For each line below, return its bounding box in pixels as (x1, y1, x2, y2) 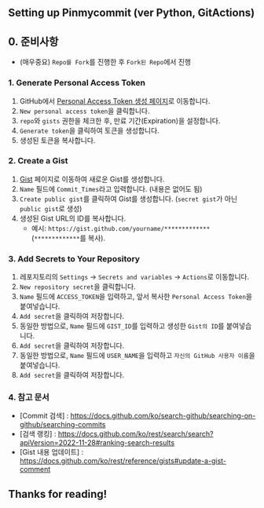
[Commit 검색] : (19, 411, 69, 421)
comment (19, 465, 51, 474)
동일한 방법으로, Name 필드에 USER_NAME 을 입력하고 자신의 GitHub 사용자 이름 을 (19, 351, 255, 360)
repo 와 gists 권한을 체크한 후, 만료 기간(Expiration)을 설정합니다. (19, 115, 221, 125)
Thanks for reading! (8, 487, 108, 501)
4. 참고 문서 (8, 392, 49, 403)
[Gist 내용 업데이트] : (19, 448, 84, 457)
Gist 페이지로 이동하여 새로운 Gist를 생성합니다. (19, 174, 165, 184)
